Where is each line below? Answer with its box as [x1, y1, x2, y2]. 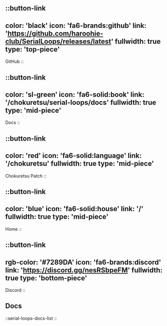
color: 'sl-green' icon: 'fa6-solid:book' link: [5, 90, 145, 99]
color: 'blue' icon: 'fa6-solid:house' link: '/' [5, 205, 144, 213]
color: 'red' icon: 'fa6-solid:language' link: [5, 151, 142, 160]
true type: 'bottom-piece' [5, 273, 88, 282]
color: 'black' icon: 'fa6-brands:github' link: [5, 21, 147, 30]
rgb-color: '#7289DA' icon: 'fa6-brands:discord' [5, 258, 161, 266]
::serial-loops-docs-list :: [5, 315, 57, 321]
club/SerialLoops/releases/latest [5, 37, 111, 46]
